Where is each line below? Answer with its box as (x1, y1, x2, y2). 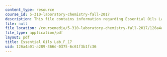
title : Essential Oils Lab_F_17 (5, 40, 72, 45)
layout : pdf (5, 35, 30, 40)
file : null (5, 21, 28, 26)
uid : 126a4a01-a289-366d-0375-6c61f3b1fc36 (5, 44, 97, 49)
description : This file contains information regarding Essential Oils (5, 16, 157, 21)
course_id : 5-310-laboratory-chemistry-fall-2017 (5, 12, 110, 17)
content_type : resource (5, 7, 55, 12)
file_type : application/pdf (5, 30, 64, 35)
